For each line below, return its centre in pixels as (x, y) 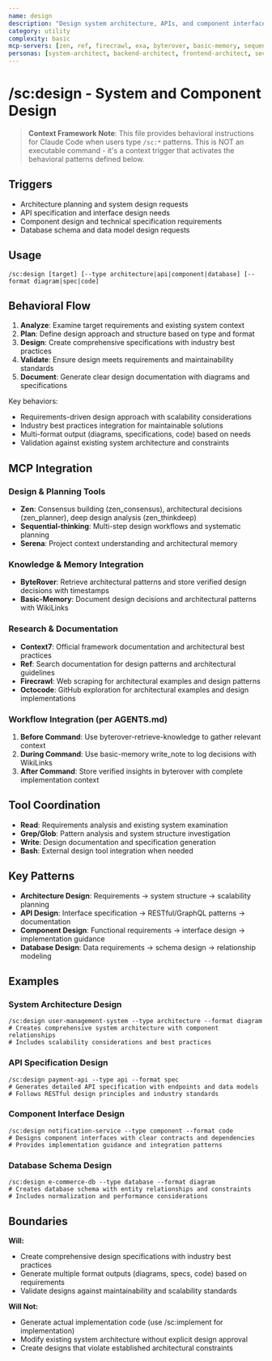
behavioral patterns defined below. (86, 159)
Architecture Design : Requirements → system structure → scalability (135, 895)
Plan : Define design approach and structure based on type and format (137, 334)
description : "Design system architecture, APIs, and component (119, 23)
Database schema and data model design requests (105, 230)
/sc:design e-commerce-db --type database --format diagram (112, 1182)
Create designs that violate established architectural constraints (126, 1348)
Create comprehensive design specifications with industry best (125, 1256)
